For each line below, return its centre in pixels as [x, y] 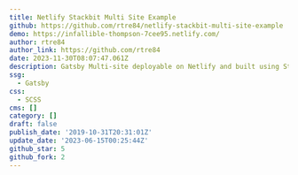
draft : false [33, 125]
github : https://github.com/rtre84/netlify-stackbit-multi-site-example [146, 26]
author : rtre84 [37, 42]
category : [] [33, 116]
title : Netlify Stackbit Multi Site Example [93, 17]
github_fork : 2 [37, 157]
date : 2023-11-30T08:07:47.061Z [69, 58]
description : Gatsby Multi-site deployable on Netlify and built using [144, 67]
